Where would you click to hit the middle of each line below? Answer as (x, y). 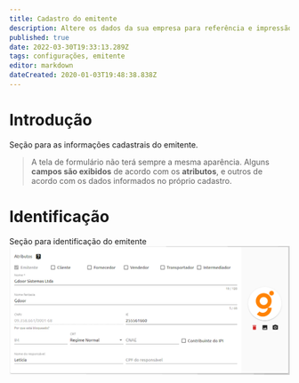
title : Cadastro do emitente (63, 19)
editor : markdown (41, 66)
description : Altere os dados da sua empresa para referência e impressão (151, 28)
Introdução (51, 120)
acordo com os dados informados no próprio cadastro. (131, 180)
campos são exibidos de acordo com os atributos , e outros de (147, 171)
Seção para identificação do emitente (78, 241)
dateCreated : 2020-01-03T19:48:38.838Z (83, 76)
